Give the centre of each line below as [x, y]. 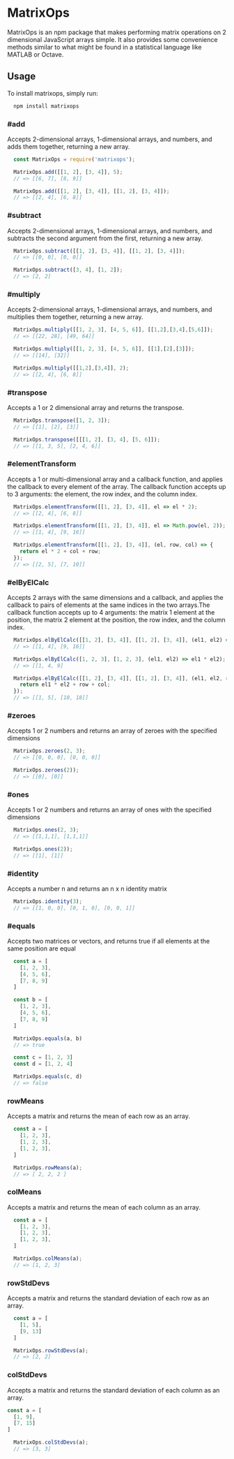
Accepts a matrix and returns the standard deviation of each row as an [108, 1298]
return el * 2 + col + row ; [60, 552]
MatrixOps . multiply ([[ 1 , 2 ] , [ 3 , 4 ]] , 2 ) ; [71, 368]
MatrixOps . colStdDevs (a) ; [51, 1443]
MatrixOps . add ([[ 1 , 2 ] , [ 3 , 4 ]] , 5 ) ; [68, 172]
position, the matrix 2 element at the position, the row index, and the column [116, 620]
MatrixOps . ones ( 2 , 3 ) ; [46, 830]
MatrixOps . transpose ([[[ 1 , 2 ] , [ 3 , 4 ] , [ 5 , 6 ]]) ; [87, 439]
